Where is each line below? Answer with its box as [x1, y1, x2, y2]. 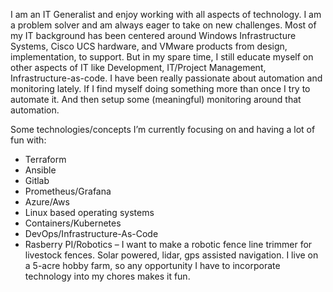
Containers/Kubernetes [24, 217, 122, 229]
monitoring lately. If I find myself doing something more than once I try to [10, 83, 311, 94]
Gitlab [24, 175, 50, 186]
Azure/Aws [24, 196, 70, 208]
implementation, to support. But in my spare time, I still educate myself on [10, 51, 314, 63]
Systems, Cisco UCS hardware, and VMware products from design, [10, 40, 288, 52]
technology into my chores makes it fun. [24, 270, 191, 282]
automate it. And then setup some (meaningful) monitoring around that [10, 94, 302, 105]
